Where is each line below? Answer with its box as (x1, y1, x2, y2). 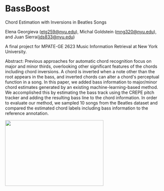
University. (5, 49, 27, 55)
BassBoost (5, 3, 50, 14)
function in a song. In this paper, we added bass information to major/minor (5, 79, 157, 85)
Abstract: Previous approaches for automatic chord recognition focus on (5, 58, 152, 64)
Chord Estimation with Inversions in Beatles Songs (5, 19, 107, 25)
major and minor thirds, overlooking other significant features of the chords (5, 63, 158, 69)
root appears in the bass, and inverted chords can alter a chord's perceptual (5, 74, 160, 80)
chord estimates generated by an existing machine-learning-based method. (5, 84, 159, 90)
